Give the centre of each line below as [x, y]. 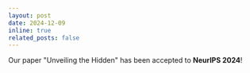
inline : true [30, 30]
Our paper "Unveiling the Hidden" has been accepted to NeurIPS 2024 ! [125, 60]
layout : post [30, 15]
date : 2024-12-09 [37, 23]
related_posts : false [44, 38]
